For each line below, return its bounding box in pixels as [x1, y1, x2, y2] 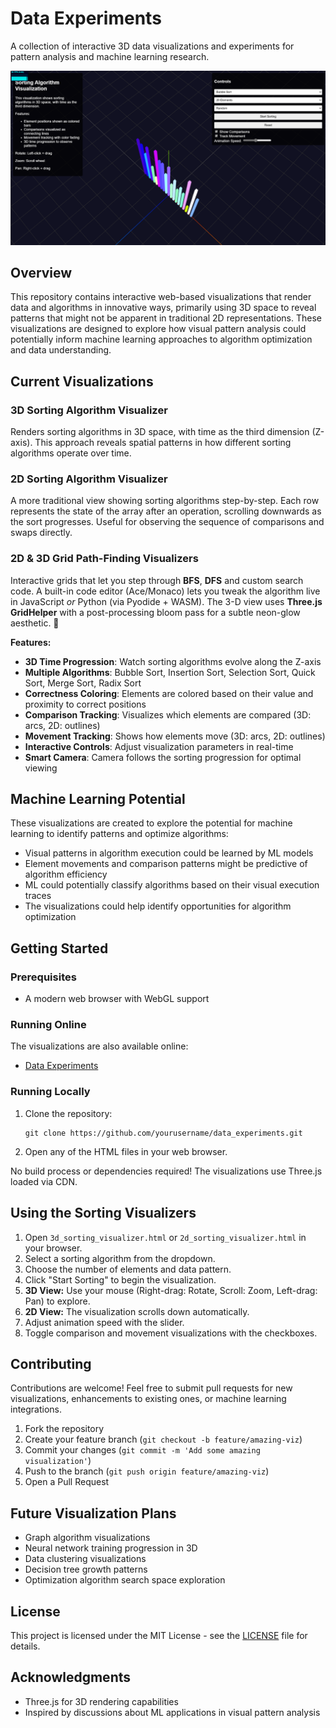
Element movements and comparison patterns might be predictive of [24, 858, 308, 870]
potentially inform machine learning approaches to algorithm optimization [10, 333, 313, 346]
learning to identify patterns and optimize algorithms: [10, 828, 229, 840]
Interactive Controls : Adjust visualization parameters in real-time [24, 740, 294, 752]
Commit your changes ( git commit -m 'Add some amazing [24, 1444, 261, 1456]
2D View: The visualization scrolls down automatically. [24, 1305, 250, 1317]
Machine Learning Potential [10, 791, 186, 807]
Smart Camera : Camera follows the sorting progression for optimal [24, 751, 302, 763]
